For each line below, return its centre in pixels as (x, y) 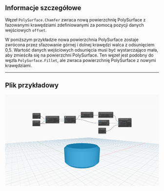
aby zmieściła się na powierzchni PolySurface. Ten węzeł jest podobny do (79, 55)
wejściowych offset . (26, 30)
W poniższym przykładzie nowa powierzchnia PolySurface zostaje (72, 39)
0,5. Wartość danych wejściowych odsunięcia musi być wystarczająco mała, (82, 50)
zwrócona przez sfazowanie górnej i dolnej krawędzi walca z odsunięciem (80, 45)
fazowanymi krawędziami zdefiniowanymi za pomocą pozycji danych (74, 25)
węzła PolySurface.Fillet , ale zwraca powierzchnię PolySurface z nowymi (81, 60)
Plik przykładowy (32, 86)
